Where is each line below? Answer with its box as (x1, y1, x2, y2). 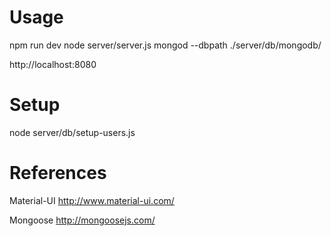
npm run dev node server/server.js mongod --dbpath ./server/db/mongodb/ (9, 39, 322, 51)
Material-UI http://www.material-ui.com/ (9, 194, 175, 206)
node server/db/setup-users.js (9, 126, 136, 138)
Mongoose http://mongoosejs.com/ (9, 214, 156, 226)
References (9, 162, 107, 185)
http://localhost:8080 (9, 58, 97, 70)
